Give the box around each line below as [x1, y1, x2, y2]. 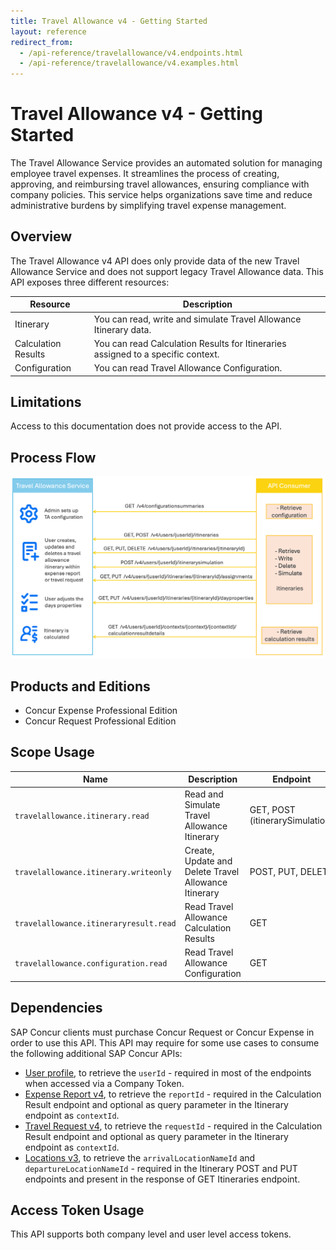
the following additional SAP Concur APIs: [10, 1047, 183, 1059]
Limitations [10, 394, 82, 411]
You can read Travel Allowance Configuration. [93, 362, 283, 374]
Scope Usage [10, 744, 95, 761]
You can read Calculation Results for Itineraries [93, 337, 287, 349]
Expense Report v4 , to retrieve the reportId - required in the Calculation [24, 1088, 322, 1100]
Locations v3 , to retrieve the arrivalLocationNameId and [24, 1151, 256, 1164]
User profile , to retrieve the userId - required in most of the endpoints [24, 1066, 312, 1079]
